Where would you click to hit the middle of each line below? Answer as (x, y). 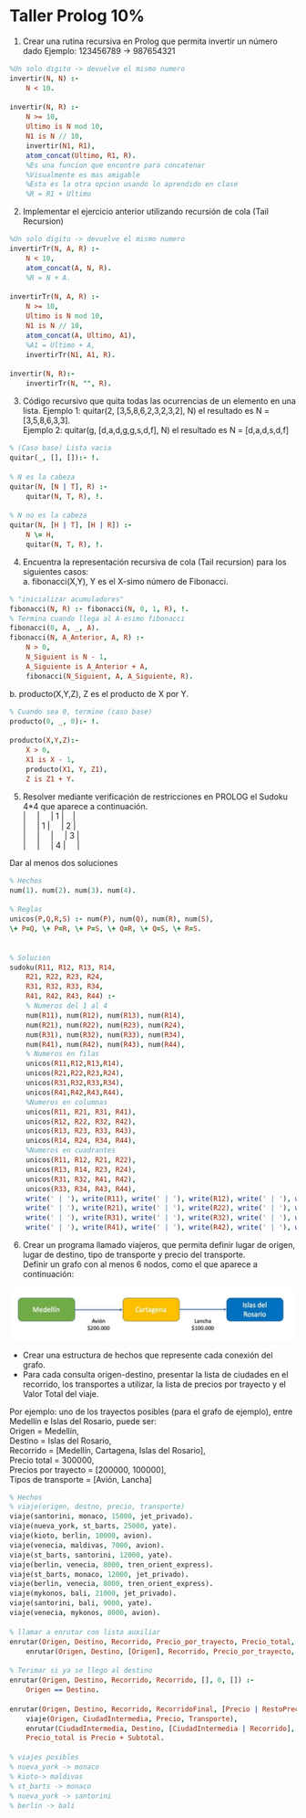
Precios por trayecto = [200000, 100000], (88, 1469)
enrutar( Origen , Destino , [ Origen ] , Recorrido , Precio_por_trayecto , (161, 1651)
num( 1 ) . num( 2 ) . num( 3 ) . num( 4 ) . (73, 890)
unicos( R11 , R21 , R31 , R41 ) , (81, 1112)
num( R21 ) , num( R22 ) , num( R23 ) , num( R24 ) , (105, 1025)
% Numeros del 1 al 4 (66, 1006)
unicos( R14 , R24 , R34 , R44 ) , (81, 1141)
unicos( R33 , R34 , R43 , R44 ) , (81, 1189)
